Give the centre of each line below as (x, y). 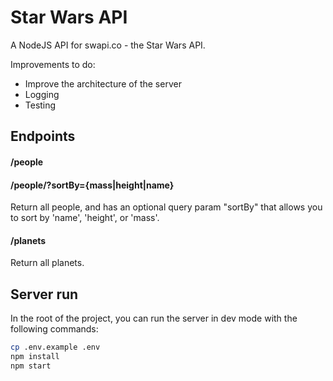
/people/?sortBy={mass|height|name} (92, 185)
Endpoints (43, 136)
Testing (40, 105)
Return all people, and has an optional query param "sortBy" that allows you (166, 207)
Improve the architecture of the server (103, 83)
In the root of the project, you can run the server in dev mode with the (154, 318)
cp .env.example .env (55, 347)
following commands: (54, 329)
